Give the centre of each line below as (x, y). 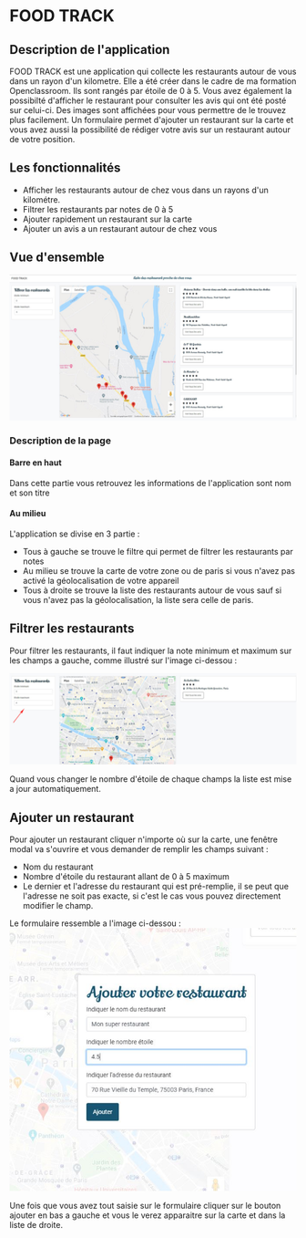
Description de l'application (90, 50)
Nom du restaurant (58, 867)
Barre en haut (36, 463)
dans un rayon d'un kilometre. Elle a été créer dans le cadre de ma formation (153, 81)
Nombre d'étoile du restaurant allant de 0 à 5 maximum (126, 876)
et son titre (30, 493)
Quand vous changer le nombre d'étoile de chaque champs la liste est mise (151, 779)
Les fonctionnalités (65, 168)
